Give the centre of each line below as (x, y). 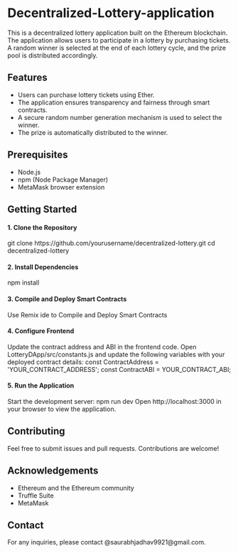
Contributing (36, 431)
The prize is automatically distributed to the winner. (93, 132)
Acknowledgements (53, 471)
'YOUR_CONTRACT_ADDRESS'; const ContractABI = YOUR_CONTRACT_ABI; (119, 369)
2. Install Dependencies (43, 267)
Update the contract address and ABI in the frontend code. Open (102, 346)
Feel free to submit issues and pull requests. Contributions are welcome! (113, 448)
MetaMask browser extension (61, 187)
